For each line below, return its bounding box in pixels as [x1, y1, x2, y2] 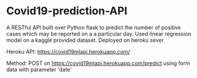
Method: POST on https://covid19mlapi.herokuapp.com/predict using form [6, 60, 190, 67]
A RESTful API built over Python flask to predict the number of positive [6, 24, 181, 31]
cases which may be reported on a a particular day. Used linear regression [6, 30, 192, 37]
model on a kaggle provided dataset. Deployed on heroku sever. [6, 36, 166, 43]
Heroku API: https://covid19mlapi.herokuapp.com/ [6, 48, 131, 55]
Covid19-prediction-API [6, 4, 128, 18]
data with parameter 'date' [6, 65, 72, 73]
